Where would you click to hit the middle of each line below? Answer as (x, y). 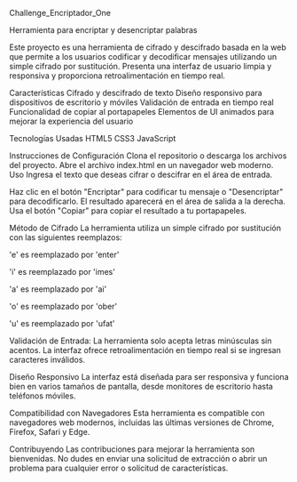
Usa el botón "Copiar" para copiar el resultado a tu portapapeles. (128, 211)
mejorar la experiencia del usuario (71, 121)
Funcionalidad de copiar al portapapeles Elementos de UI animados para (142, 112)
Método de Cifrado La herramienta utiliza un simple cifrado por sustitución (145, 228)
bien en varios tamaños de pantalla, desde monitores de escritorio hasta (141, 386)
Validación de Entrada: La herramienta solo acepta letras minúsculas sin (141, 341)
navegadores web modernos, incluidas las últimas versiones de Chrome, (142, 422)
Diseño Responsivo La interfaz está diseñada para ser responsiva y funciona (149, 377)
